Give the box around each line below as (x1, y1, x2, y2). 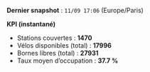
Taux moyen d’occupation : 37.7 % (16, 56, 119, 65)
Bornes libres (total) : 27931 (16, 49, 99, 57)
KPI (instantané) (6, 20, 56, 28)
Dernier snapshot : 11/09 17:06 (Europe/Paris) (6, 6, 144, 14)
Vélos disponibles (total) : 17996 (16, 41, 112, 49)
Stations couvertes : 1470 (16, 34, 92, 42)
